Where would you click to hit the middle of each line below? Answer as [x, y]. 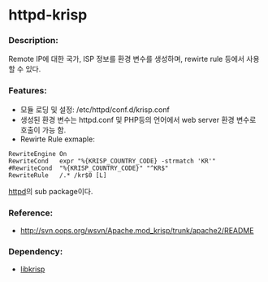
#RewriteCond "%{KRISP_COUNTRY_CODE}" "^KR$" [89, 168]
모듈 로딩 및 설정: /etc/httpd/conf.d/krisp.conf [95, 109]
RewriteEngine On [38, 154]
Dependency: [36, 252]
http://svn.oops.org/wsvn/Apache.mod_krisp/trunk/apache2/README [137, 231]
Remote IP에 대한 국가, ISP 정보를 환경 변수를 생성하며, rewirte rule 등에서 [127, 59]
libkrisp [32, 269]
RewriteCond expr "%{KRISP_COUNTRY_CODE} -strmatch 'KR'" [112, 161]
